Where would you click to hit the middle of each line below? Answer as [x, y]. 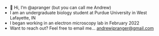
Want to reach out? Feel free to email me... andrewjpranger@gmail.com [82, 28]
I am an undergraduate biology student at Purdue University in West [78, 13]
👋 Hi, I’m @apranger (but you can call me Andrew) [60, 8]
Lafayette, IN [23, 18]
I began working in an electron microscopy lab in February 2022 [75, 23]
